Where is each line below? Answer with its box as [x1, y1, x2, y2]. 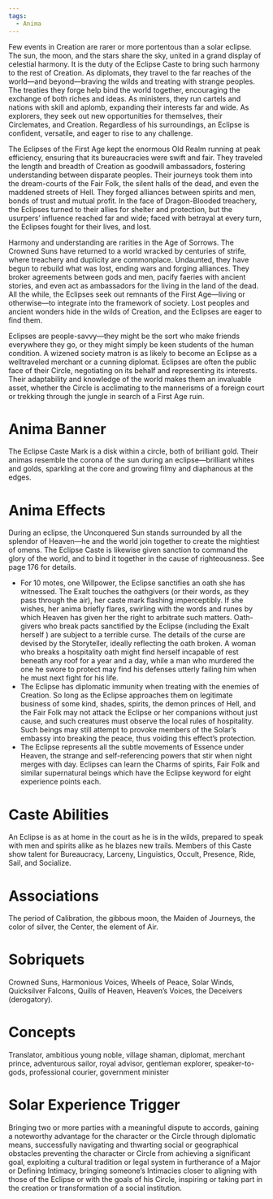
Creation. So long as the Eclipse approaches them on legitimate [19, 690, 233, 700]
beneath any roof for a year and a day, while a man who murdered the [19, 656, 254, 666]
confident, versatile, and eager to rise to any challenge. [8, 128, 193, 138]
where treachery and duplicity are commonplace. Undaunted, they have [8, 254, 249, 264]
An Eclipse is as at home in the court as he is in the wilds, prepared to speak [8, 832, 264, 842]
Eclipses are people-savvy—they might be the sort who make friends [8, 331, 240, 341]
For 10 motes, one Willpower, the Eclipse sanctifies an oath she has [19, 578, 245, 588]
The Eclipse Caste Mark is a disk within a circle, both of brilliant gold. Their [8, 446, 258, 456]
